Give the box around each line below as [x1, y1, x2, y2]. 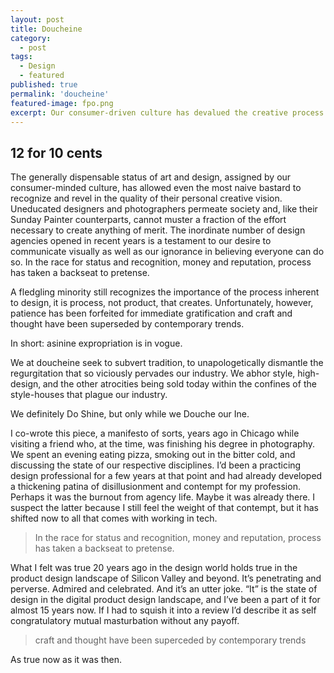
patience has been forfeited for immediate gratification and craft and [10, 307, 293, 320]
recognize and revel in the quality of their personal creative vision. [10, 192, 283, 205]
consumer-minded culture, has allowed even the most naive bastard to [10, 182, 302, 194]
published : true [10, 80, 78, 90]
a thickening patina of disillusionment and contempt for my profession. [10, 481, 301, 493]
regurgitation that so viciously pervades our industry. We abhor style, [10, 367, 296, 380]
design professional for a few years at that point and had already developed [10, 470, 323, 482]
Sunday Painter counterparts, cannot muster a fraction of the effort [10, 214, 287, 226]
